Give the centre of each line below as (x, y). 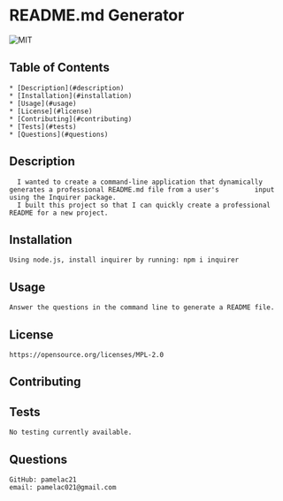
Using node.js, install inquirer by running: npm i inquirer (124, 260)
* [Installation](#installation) (71, 95)
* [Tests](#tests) (43, 126)
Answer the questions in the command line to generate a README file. (142, 307)
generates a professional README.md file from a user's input (142, 190)
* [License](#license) (51, 111)
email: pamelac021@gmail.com (63, 488)
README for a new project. (59, 213)
